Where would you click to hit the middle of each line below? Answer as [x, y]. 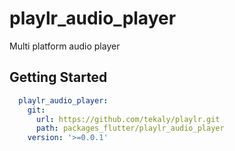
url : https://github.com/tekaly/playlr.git [128, 119]
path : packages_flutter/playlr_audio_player [130, 128]
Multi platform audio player [65, 46]
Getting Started [58, 77]
